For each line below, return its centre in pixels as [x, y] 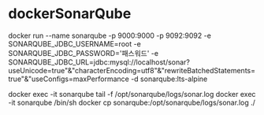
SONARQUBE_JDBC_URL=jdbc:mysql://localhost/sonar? [99, 62]
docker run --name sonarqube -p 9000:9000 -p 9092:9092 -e [110, 35]
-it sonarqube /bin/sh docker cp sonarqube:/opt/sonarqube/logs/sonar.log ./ [132, 102]
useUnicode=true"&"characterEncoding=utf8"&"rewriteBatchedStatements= [132, 70]
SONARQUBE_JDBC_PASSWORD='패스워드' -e [84, 53]
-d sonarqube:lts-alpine [169, 79]
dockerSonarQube [70, 14]
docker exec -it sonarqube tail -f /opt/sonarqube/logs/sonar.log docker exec [132, 94]
